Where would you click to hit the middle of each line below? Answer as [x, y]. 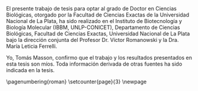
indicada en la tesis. [31, 70]
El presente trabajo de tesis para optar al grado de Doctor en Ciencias [91, 9]
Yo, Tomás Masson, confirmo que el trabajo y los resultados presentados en [99, 58]
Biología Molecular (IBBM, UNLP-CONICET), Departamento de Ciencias [93, 27]
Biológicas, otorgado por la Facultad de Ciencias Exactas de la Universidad [98, 15]
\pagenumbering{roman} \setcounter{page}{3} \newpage [76, 82]
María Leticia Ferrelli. [32, 46]
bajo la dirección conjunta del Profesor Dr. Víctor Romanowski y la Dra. [92, 40]
